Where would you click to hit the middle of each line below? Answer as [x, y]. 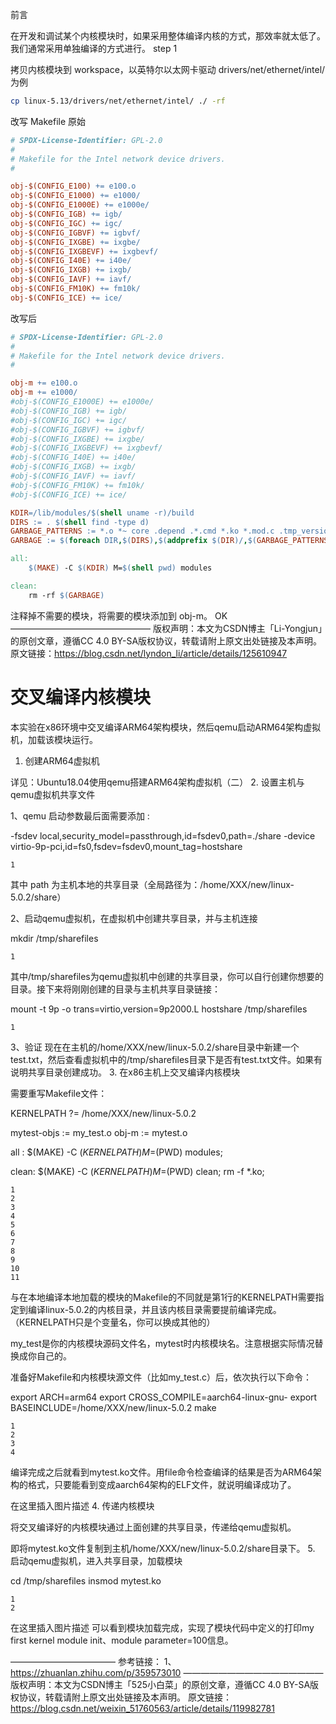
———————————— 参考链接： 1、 [93, 1661]
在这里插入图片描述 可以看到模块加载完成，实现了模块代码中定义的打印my [162, 1627]
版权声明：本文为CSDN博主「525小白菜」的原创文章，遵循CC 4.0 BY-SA [160, 1684]
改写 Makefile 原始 [48, 121]
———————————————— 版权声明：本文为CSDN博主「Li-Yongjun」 [166, 628]
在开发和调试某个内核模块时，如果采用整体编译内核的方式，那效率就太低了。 [168, 36]
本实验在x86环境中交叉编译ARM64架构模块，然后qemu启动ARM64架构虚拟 [166, 727]
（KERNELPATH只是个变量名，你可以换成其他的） [113, 1322]
